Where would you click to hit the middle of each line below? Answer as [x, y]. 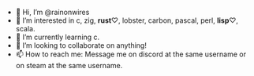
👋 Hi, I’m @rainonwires [52, 12]
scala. [25, 29]
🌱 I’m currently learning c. [58, 37]
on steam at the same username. [69, 65]
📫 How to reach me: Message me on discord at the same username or [131, 54]
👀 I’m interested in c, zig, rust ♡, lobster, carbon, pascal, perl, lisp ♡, [127, 20]
